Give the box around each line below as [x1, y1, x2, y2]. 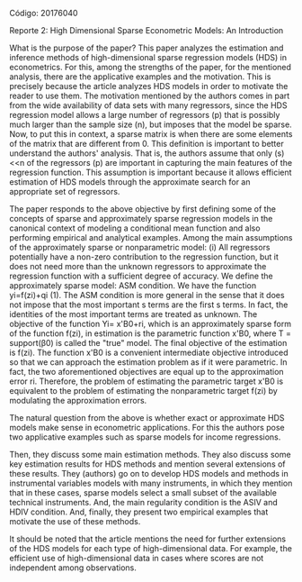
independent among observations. [9, 562, 137, 573]
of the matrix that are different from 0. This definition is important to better [9, 139, 285, 149]
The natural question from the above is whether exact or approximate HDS [9, 413, 285, 423]
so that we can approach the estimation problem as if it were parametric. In [9, 357, 288, 368]
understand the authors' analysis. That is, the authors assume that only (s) [9, 148, 285, 159]
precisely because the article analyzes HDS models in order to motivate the [9, 81, 289, 91]
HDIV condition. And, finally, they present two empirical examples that [9, 506, 269, 517]
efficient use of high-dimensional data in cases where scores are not [9, 553, 264, 563]
